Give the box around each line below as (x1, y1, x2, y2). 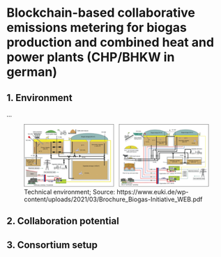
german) (6, 64, 57, 80)
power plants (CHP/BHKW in (6, 49, 175, 65)
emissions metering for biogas (6, 20, 188, 36)
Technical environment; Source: (24, 188, 116, 196)
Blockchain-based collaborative (6, 5, 196, 21)
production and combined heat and (6, 35, 214, 50)
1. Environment (6, 92, 73, 104)
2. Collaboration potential (6, 215, 119, 227)
